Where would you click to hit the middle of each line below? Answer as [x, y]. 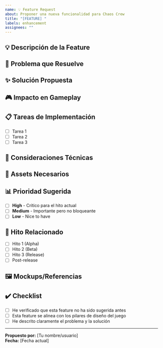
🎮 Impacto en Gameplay [43, 97]
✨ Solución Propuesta [39, 80]
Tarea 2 [20, 137]
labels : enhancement [26, 23]
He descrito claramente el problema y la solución [61, 321]
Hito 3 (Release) [28, 255]
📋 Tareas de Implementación [50, 117]
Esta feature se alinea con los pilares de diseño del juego [69, 315]
